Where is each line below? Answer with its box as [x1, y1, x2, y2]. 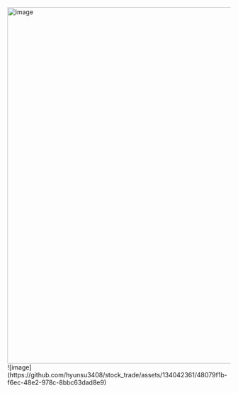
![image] [7, 363, 32, 372]
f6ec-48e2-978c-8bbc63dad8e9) [7, 378, 107, 387]
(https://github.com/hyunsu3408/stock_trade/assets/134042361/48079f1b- [7, 371, 228, 379]
